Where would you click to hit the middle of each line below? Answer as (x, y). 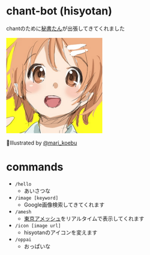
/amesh (23, 212)
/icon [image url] (38, 226)
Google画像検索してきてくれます (64, 205)
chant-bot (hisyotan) (59, 11)
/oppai (23, 239)
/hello (23, 184)
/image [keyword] (37, 198)
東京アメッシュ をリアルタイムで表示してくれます (84, 218)
